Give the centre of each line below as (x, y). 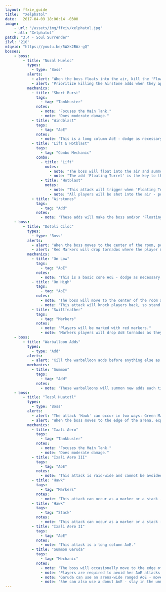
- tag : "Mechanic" (59, 559)
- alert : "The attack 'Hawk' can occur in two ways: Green (93, 416)
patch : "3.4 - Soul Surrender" (37, 38)
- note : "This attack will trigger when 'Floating (102, 190)
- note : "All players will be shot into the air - (102, 194)
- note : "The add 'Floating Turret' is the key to (102, 176)
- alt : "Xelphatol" (34, 33)
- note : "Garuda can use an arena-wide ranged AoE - (96, 577)
